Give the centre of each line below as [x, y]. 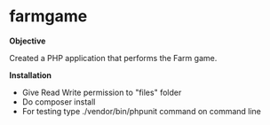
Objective [28, 41]
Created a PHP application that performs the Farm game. [113, 58]
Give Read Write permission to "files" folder [102, 92]
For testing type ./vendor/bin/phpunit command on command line [142, 111]
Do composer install [59, 102]
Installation [30, 75]
